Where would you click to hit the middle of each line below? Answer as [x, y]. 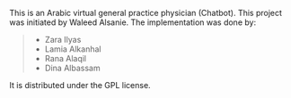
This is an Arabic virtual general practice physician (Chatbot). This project [146, 13]
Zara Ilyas [63, 40]
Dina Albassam [72, 68]
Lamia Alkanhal [73, 49]
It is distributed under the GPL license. [80, 85]
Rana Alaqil [66, 58]
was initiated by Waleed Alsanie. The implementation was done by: [133, 22]
